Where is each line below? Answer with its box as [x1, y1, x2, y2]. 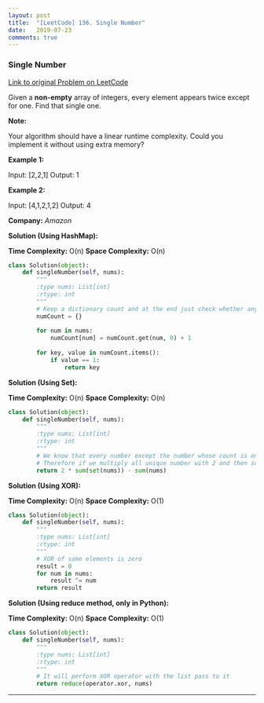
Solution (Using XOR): [8, 481, 81, 490]
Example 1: [8, 155, 45, 164]
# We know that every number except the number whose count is [36, 452, 247, 460]
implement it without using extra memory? [8, 139, 145, 149]
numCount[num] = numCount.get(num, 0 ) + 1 [49, 335, 192, 342]
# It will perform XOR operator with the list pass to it [36, 672, 230, 680]
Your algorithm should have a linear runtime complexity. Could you [8, 131, 224, 141]
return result [36, 584, 82, 592]
